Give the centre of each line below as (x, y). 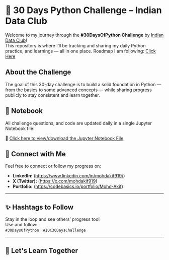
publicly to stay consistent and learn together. (53, 95)
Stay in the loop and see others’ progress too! (53, 219)
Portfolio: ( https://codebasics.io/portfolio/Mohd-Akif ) (68, 186)
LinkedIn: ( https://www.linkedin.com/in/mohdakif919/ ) (69, 176)
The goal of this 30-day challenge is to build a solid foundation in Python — (83, 84)
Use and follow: (21, 225)
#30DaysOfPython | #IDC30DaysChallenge (46, 230)
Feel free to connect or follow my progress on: (53, 166)
